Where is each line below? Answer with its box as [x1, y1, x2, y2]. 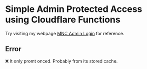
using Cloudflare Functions [5, 14, 120, 25]
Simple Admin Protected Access [5, 3, 142, 15]
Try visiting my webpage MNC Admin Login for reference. [5, 30, 124, 36]
